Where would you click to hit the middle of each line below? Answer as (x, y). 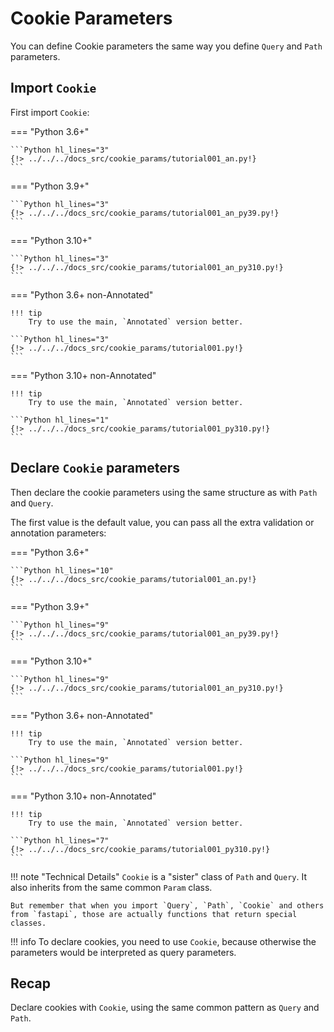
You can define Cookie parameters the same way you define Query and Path (166, 46)
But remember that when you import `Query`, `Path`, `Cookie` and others (167, 905)
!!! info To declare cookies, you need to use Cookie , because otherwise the (163, 941)
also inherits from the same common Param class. (111, 887)
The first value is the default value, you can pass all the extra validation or (162, 522)
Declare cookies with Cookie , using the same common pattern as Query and (165, 1008)
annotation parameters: (58, 533)
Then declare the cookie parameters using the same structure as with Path (164, 492)
